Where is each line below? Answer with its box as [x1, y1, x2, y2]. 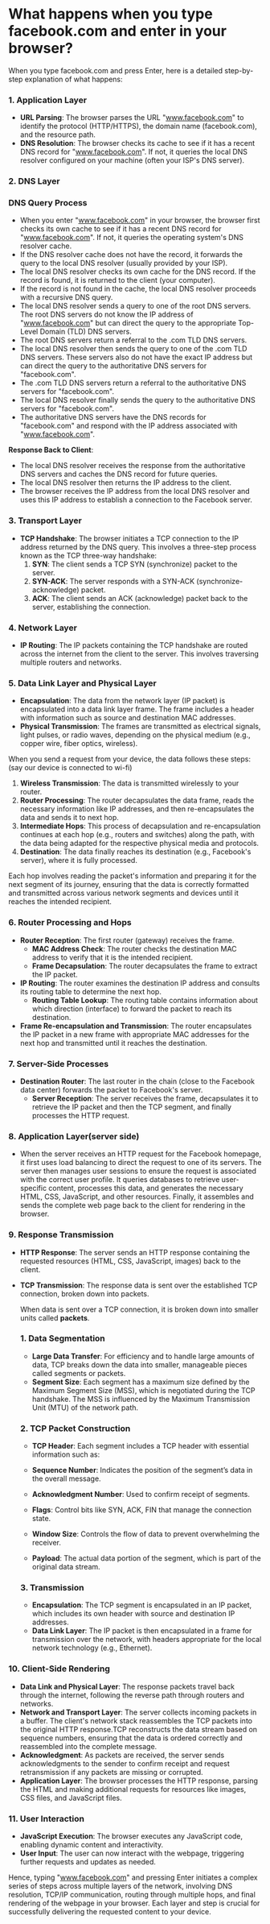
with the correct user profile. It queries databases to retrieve [19, 1175, 220, 1184]
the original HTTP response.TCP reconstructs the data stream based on [19, 1724, 258, 1734]
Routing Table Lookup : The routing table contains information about [31, 995, 259, 1005]
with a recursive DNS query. [19, 292, 113, 302]
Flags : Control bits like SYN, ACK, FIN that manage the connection [31, 1505, 252, 1515]
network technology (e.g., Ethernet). [31, 1643, 153, 1652]
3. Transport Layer [8, 515, 82, 526]
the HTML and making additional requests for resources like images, [19, 1784, 247, 1793]
